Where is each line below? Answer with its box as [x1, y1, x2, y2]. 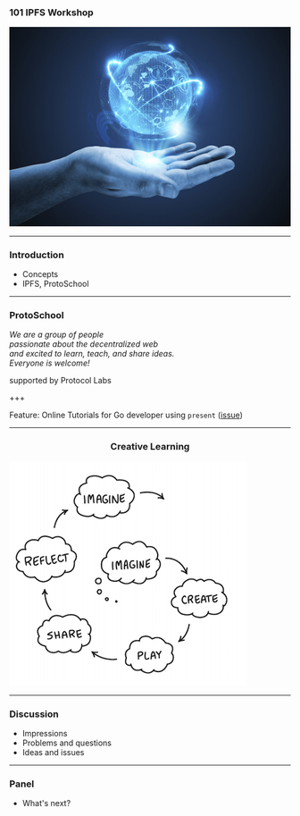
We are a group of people [9, 329, 104, 341]
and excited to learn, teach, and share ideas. [9, 349, 175, 359]
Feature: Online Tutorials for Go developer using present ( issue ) [9, 409, 244, 421]
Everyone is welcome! [9, 358, 90, 368]
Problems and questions [21, 737, 112, 748]
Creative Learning [110, 441, 190, 453]
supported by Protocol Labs [9, 375, 112, 386]
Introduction [9, 248, 64, 261]
